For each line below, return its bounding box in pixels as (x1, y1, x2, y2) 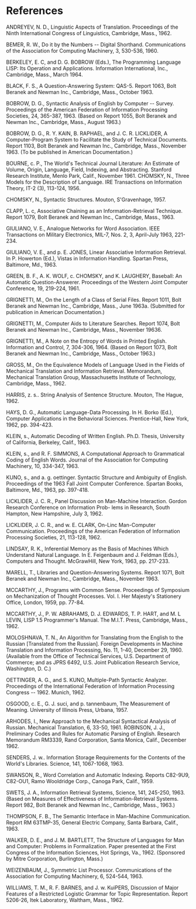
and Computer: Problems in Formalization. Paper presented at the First (6, 842, 177, 849)
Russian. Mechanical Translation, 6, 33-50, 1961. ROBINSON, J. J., (6, 724, 166, 731)
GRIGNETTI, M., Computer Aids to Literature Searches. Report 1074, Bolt (6, 320, 180, 327)
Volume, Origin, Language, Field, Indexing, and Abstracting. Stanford (6, 166, 171, 173)
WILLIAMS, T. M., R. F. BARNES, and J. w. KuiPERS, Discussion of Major (6, 884, 179, 891)
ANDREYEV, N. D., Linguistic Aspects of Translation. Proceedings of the (6, 23, 178, 30)
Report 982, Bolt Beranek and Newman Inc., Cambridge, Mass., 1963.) (6, 801, 176, 808)
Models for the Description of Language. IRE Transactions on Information (6, 178, 183, 185)
